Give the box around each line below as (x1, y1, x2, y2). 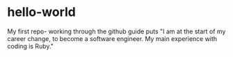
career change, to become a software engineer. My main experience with (7, 34, 218, 42)
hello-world (7, 4, 77, 20)
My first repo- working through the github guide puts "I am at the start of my (7, 27, 226, 35)
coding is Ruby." (7, 42, 54, 50)
